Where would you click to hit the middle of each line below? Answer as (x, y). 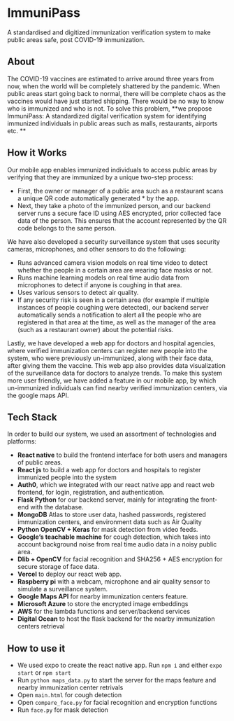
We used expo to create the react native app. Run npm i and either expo (119, 665)
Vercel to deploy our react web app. (70, 574)
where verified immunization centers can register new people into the (107, 350)
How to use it (36, 648)
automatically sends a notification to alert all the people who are (109, 315)
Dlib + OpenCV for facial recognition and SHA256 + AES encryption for (120, 559)
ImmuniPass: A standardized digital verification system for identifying (107, 116)
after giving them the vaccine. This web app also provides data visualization (116, 365)
